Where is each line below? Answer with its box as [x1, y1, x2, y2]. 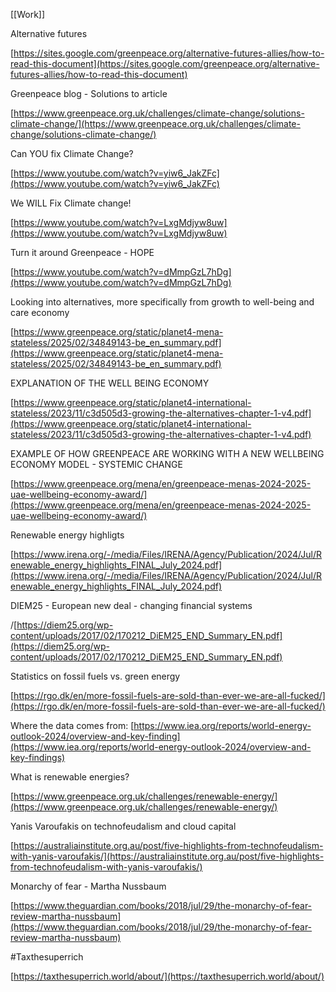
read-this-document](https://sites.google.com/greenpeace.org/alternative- [10, 58, 320, 69]
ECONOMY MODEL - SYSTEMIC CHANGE [10, 459, 183, 470]
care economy [10, 307, 70, 318]
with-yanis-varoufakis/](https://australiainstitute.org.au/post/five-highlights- [10, 850, 325, 862]
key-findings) [10, 752, 66, 763]
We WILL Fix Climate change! [10, 197, 132, 209]
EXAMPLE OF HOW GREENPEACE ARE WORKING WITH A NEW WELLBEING [10, 448, 325, 459]
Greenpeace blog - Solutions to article [10, 88, 168, 99]
